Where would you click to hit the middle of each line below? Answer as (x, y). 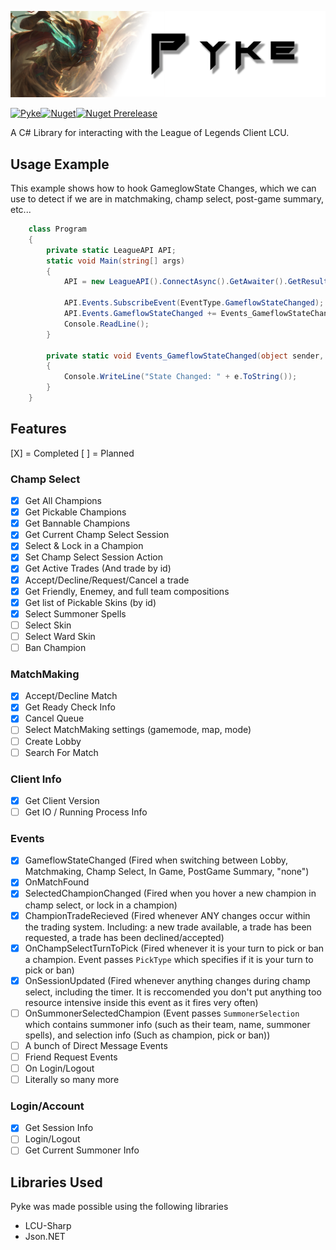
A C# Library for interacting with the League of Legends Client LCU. (150, 133)
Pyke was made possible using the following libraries (119, 1207)
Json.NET (45, 1237)
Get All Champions (63, 501)
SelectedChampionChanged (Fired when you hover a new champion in (170, 893)
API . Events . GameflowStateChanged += (140, 314)
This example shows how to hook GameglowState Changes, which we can (163, 188)
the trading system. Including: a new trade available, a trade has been (168, 927)
